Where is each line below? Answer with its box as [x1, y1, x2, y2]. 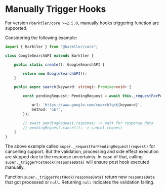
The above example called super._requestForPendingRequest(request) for [5, 143, 156, 149]
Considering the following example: [5, 35, 78, 41]
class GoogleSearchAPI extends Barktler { [5, 53, 94, 58]
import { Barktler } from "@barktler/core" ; [5, 44, 98, 49]
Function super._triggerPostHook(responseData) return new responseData [5, 174, 155, 180]
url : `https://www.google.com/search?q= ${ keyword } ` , [31, 102, 142, 107]
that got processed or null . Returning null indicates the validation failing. [5, 179, 155, 185]
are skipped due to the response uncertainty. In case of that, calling [5, 154, 143, 160]
